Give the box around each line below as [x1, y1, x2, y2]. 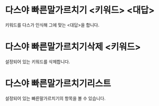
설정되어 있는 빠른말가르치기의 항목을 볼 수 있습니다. [5, 95, 106, 101]
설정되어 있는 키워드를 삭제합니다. [5, 58, 70, 65]
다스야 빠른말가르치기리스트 [5, 78, 111, 90]
